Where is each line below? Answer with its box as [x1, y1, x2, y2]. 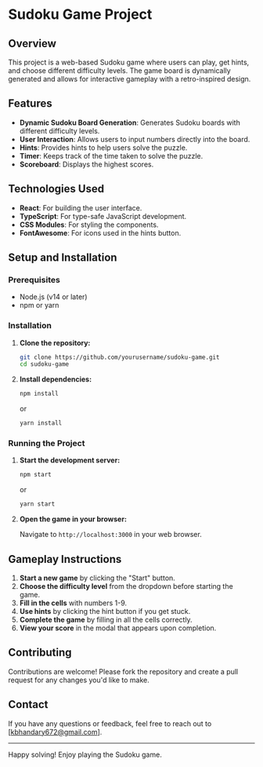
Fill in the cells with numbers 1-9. [19, 598, 128, 608]
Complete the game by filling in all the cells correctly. [19, 615, 193, 624]
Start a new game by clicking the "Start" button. [19, 573, 176, 583]
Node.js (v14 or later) [19, 292, 88, 301]
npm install [19, 390, 59, 398]
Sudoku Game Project [8, 5, 153, 24]
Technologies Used [8, 182, 104, 195]
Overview [8, 37, 57, 50]
